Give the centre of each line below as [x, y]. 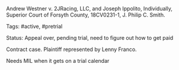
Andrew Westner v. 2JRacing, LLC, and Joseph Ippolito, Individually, [89, 9]
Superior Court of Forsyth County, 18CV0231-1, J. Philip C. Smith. [86, 15]
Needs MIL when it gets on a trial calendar [58, 61]
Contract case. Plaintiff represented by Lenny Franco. [72, 49]
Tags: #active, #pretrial [34, 26]
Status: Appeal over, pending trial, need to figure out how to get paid [90, 38]
